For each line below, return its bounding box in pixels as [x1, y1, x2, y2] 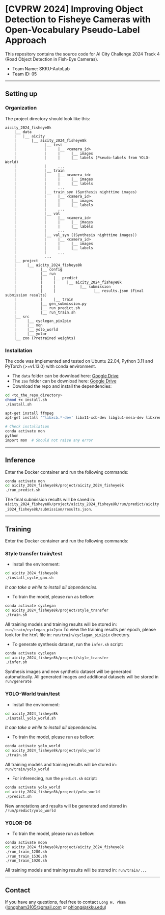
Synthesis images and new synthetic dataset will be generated [5, 669, 132, 674]
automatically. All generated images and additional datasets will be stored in [5, 674, 159, 680]
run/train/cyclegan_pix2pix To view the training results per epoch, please [5, 626, 156, 632]
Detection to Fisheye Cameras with [5, 14, 151, 25]
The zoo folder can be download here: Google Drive [12, 378, 117, 384]
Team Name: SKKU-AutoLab [12, 65, 70, 72]
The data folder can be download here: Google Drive [12, 373, 119, 378]
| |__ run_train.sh [14, 310, 76, 315]
